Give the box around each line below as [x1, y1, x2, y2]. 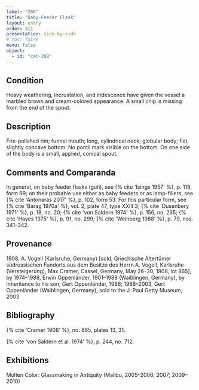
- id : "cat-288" [11, 53, 52, 59]
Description [6, 121, 51, 132]
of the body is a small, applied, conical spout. [6, 150, 118, 158]
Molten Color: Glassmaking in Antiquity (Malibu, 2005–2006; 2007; [6, 371, 171, 378]
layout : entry [6, 20, 42, 26]
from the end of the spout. [6, 104, 71, 111]
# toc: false [6, 37, 39, 43]
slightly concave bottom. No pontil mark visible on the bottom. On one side [6, 144, 190, 151]
